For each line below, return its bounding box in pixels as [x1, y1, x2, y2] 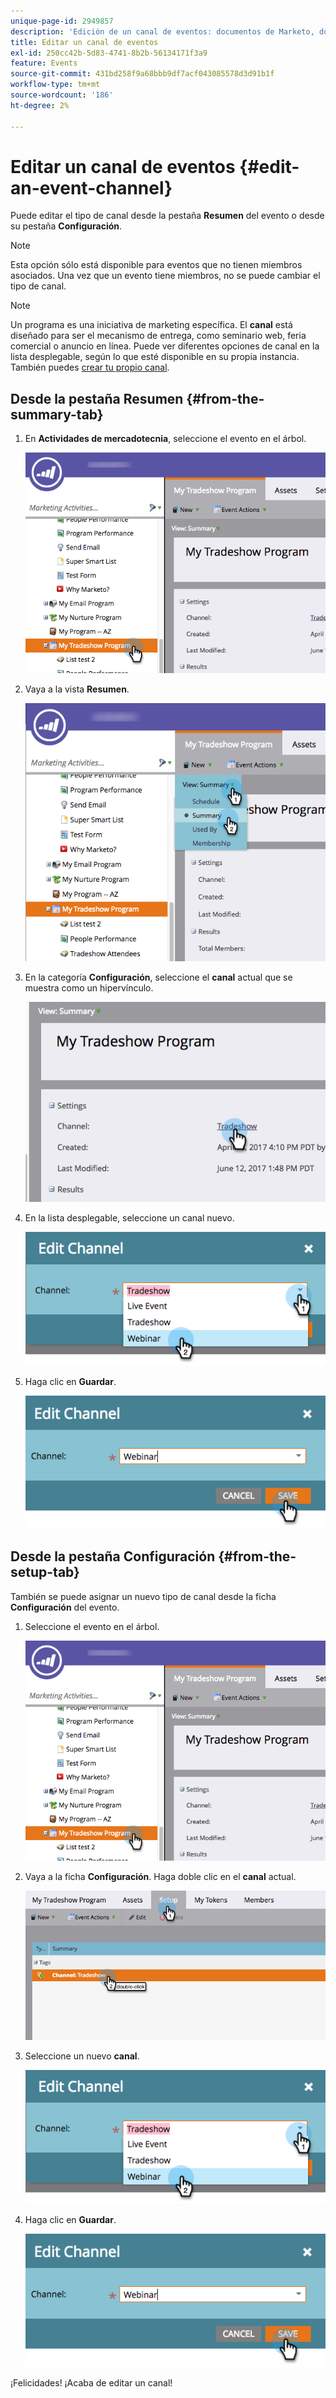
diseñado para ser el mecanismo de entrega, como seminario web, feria [10, 330, 307, 342]
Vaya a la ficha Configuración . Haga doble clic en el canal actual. [24, 1871, 297, 1883]
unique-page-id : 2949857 [10, 16, 114, 26]
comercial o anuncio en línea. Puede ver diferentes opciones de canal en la [10, 340, 320, 352]
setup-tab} [10, 1564, 80, 1581]
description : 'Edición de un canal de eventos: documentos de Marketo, [10, 26, 315, 37]
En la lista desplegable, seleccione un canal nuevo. [24, 1211, 235, 1224]
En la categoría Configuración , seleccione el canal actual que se [24, 971, 293, 984]
